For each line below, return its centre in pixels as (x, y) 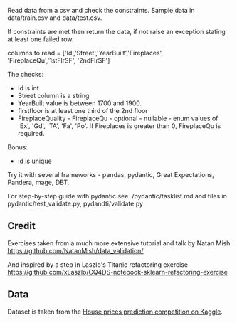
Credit (21, 226)
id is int (28, 88)
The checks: (26, 74)
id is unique (35, 161)
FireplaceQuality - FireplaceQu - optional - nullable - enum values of (118, 118)
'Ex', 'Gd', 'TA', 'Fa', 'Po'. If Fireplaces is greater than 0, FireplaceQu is (119, 126)
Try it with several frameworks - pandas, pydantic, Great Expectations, (111, 175)
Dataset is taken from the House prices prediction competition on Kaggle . (115, 312)
